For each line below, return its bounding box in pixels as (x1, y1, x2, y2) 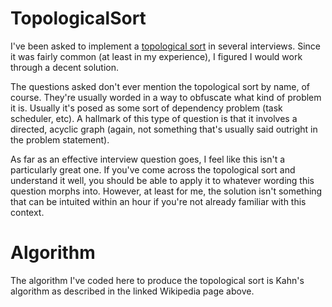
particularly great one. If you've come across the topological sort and (10, 163, 296, 176)
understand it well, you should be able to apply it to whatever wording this (10, 174, 315, 186)
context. (10, 206, 45, 218)
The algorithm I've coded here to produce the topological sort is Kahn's (10, 274, 305, 286)
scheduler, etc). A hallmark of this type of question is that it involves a (10, 112, 298, 124)
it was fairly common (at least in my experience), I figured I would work (10, 50, 303, 62)
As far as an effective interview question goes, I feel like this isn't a (10, 153, 286, 165)
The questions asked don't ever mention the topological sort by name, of (10, 80, 311, 92)
